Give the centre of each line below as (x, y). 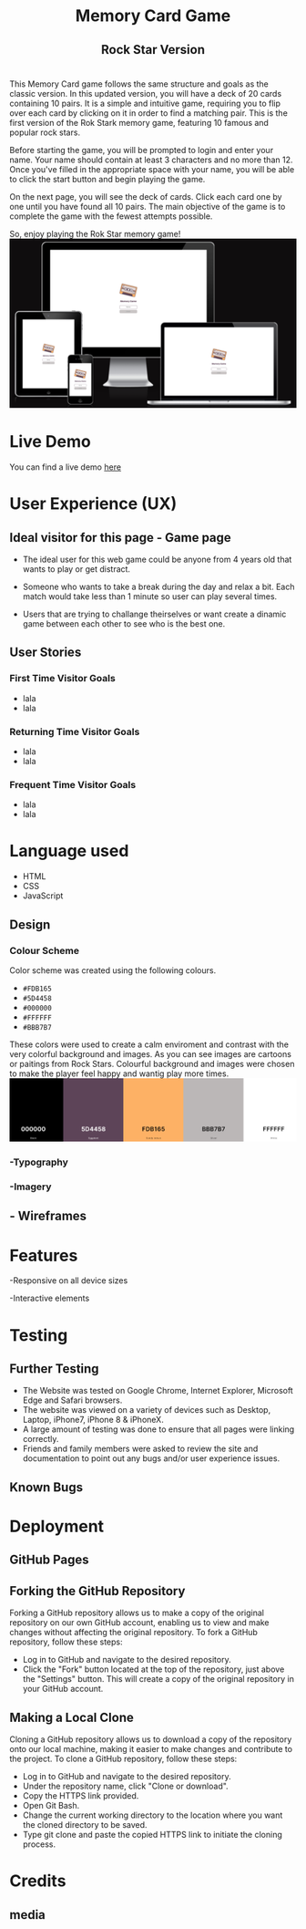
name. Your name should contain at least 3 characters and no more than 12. (151, 160)
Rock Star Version (153, 50)
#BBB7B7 (37, 1027)
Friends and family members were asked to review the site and (140, 1449)
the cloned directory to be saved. (85, 1824)
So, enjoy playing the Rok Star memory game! (95, 233)
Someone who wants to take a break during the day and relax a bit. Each (158, 586)
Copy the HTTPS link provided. (81, 1795)
